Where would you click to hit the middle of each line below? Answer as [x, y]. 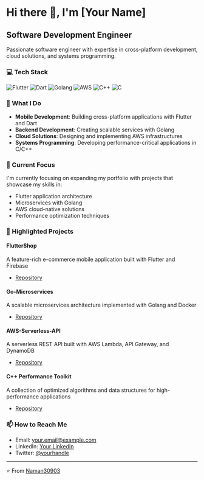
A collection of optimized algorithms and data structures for [81, 390]
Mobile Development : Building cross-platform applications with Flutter [104, 117]
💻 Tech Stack [27, 72]
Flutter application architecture [53, 196]
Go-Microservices [30, 291]
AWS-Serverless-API [33, 330]
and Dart [26, 123]
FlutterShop [22, 246]
